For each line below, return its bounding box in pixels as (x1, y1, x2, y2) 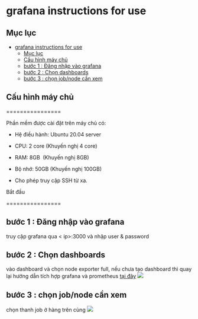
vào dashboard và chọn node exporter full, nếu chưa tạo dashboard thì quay (6, 266, 192, 273)
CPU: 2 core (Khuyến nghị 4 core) (14, 142, 98, 149)
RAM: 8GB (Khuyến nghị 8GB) (14, 154, 90, 161)
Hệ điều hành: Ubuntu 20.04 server (14, 130, 102, 138)
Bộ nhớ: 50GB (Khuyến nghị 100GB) (14, 165, 102, 173)
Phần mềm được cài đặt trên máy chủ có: (6, 119, 106, 126)
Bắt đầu (6, 188, 25, 195)
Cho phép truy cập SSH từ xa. (14, 177, 87, 184)
